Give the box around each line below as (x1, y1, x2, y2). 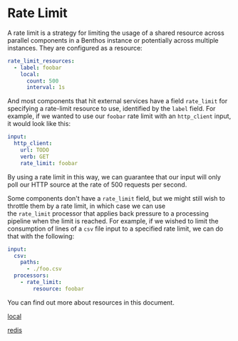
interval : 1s (26, 84, 66, 91)
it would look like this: (7, 120, 71, 128)
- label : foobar (14, 64, 62, 71)
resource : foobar (33, 285, 84, 293)
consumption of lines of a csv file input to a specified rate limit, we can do (7, 224, 224, 233)
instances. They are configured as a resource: (7, 43, 143, 52)
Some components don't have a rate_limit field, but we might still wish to (7, 194, 226, 202)
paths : (20, 258, 40, 266)
